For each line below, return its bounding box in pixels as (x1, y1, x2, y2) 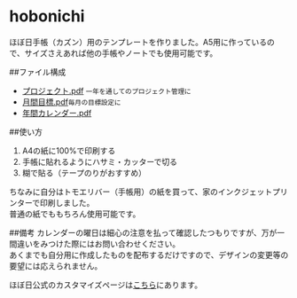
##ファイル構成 (9, 67, 66, 77)
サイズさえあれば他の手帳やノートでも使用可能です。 (24, 47, 218, 59)
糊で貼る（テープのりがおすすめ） (21, 167, 146, 178)
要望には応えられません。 (9, 260, 103, 271)
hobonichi (9, 6, 85, 27)
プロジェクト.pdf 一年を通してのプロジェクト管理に (21, 85, 191, 96)
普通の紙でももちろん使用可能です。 (9, 208, 141, 219)
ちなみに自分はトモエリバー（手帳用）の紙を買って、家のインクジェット (9, 186, 273, 197)
